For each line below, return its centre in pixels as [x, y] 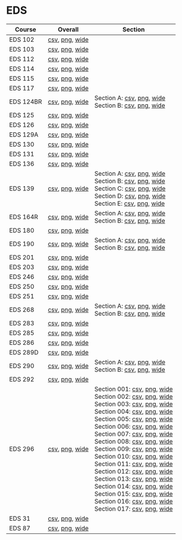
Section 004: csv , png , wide [134, 411]
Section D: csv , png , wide [130, 196]
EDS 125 [22, 115]
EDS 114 [22, 68]
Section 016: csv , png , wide [134, 501]
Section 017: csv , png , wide [134, 508]
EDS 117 [22, 88]
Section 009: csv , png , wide [134, 448]
